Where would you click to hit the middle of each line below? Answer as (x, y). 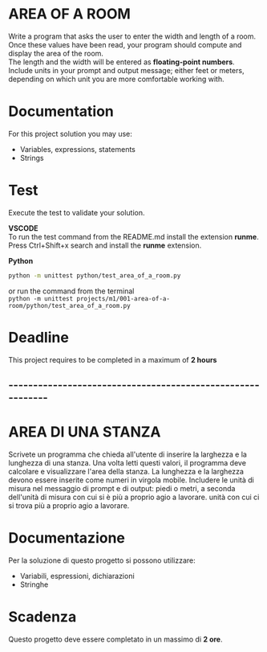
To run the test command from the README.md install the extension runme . (133, 236)
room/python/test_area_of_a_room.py (69, 305)
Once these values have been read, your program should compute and (125, 44)
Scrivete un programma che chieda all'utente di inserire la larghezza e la (127, 454)
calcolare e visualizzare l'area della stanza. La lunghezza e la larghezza (126, 471)
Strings (32, 158)
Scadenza (42, 617)
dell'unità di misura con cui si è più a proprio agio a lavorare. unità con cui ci (134, 497)
